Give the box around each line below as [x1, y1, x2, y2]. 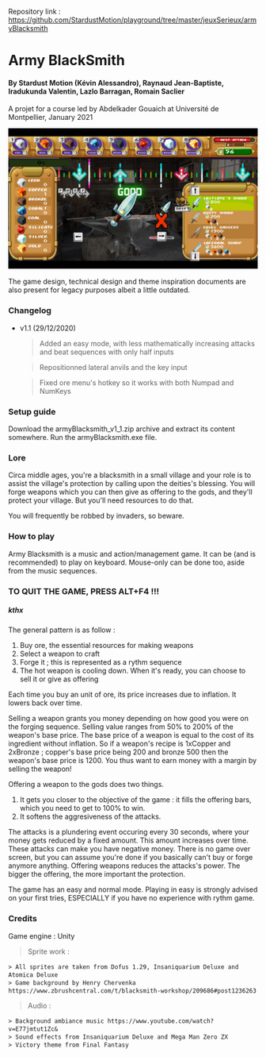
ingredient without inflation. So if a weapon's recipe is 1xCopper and [8, 739, 231, 749]
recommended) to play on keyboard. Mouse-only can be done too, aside [8, 557, 245, 567]
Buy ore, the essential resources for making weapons [19, 641, 194, 650]
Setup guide [8, 406, 56, 417]
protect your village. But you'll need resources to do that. [8, 496, 194, 505]
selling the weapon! [8, 764, 73, 773]
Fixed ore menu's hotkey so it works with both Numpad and [39, 377, 234, 388]
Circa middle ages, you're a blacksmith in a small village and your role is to [8, 470, 252, 480]
